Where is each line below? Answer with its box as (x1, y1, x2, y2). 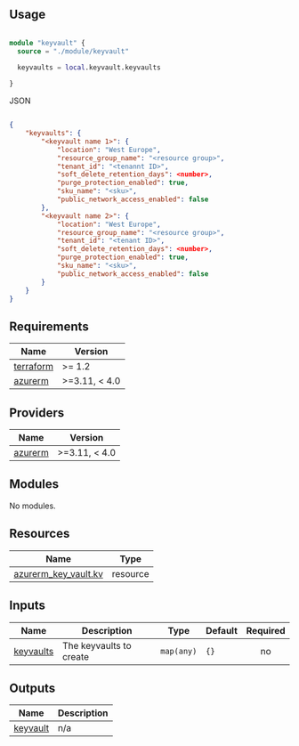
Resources (9, 526, 70, 541)
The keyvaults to (61, 639, 132, 652)
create (61, 650, 90, 662)
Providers (9, 405, 65, 420)
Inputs (9, 598, 46, 613)
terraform (13, 361, 54, 373)
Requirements (9, 319, 89, 334)
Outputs (9, 680, 56, 695)
